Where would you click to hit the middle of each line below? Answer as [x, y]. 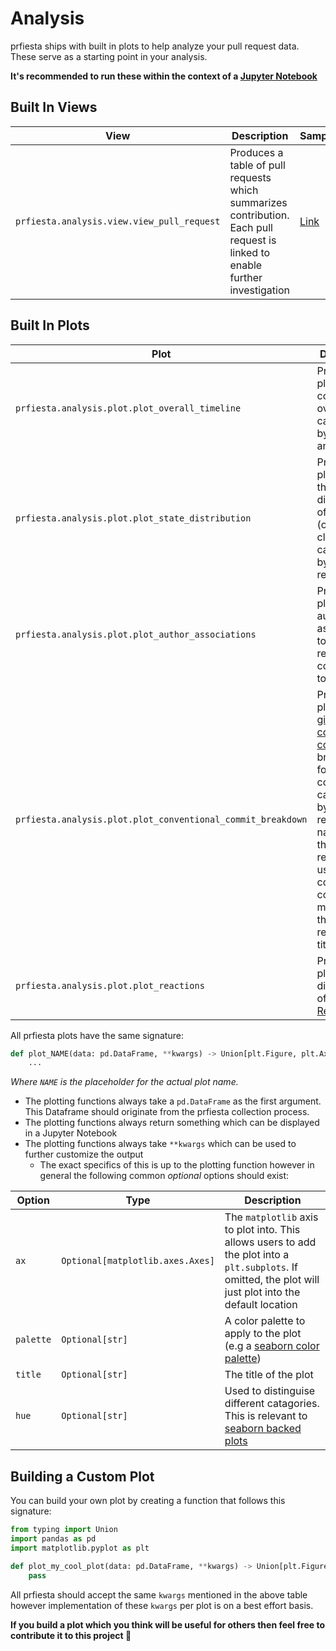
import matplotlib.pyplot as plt [80, 1548]
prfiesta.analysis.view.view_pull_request [118, 221]
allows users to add [270, 1242]
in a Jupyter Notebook [71, 1133]
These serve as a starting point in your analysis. [109, 56]
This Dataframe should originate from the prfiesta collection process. [167, 1112]
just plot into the [262, 1292]
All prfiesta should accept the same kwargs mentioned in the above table [159, 1594]
